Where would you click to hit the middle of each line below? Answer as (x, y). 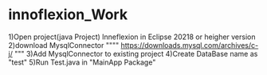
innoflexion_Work (68, 15)
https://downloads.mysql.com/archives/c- (190, 45)
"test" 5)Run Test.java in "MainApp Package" (82, 62)
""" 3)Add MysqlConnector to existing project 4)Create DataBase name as (136, 53)
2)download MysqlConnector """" (64, 45)
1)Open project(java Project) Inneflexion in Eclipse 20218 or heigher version (132, 37)
